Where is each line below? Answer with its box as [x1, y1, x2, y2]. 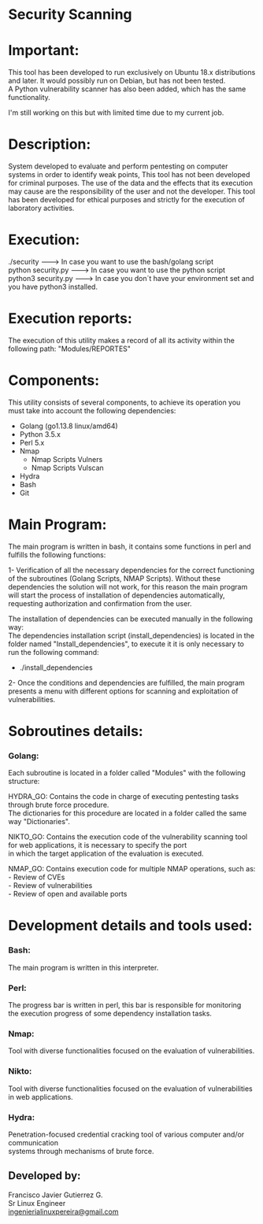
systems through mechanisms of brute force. [8, 1146, 154, 1156]
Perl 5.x [19, 438, 45, 447]
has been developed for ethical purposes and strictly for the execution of [8, 195, 246, 205]
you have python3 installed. [8, 282, 98, 291]
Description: [8, 135, 91, 153]
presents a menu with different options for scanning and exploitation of [8, 686, 239, 696]
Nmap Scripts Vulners [31, 454, 103, 464]
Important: [8, 42, 80, 60]
